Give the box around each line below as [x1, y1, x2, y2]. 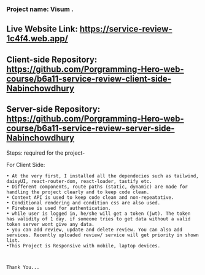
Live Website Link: [6, 24, 79, 34]
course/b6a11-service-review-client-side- [6, 73, 172, 84]
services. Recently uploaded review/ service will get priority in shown [6, 232, 199, 238]
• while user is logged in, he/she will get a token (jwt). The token [6, 211, 191, 217]
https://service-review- [79, 24, 173, 34]
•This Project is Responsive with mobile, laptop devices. [6, 242, 161, 249]
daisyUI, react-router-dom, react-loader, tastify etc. [6, 178, 152, 184]
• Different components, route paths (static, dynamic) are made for [6, 184, 188, 190]
